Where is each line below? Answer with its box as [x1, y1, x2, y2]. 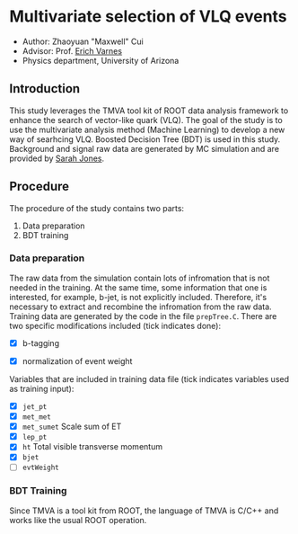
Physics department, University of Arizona [22, 55, 180, 66]
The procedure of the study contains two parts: [9, 202, 185, 213]
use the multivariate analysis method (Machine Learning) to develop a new [9, 124, 285, 135]
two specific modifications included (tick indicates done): [9, 320, 222, 331]
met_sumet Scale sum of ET [22, 421, 122, 432]
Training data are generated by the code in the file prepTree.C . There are [9, 310, 277, 321]
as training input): [9, 383, 74, 394]
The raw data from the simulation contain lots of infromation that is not [9, 272, 270, 283]
